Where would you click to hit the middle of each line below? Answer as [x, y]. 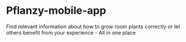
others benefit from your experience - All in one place [71, 32]
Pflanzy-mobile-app [56, 11]
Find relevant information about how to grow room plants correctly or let [93, 26]
